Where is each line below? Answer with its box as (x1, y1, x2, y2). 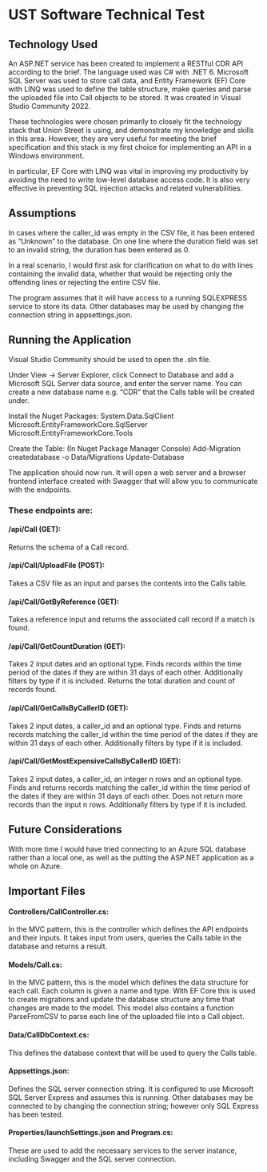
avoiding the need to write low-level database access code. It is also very (8, 175, 250, 184)
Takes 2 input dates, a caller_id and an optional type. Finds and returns (8, 721, 242, 731)
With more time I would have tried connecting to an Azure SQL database (8, 844, 246, 854)
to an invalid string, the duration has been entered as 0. (8, 244, 190, 254)
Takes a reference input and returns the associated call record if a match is (8, 614, 256, 624)
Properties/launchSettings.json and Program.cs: (8, 1128, 173, 1138)
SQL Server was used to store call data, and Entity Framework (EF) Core (8, 76, 246, 85)
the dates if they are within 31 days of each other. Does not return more (8, 791, 243, 800)
